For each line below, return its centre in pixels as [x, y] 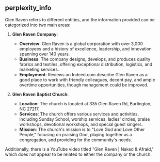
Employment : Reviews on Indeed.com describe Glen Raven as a [83, 74]
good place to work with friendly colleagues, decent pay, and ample [87, 80]
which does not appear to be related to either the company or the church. [78, 154]
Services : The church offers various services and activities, [79, 114]
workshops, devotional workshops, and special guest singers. [81, 124]
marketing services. [39, 69]
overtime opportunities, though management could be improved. [84, 85]
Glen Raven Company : [35, 34]
